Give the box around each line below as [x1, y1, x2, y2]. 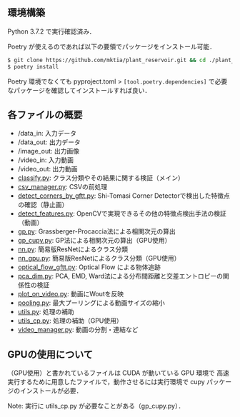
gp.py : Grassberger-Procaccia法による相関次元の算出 [17, 227, 176, 236]
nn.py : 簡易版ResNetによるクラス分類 [17, 245, 129, 253]
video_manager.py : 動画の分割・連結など [17, 326, 139, 334]
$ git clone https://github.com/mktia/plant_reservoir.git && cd [7, 56, 206, 64]
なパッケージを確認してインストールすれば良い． [7, 86, 151, 94]
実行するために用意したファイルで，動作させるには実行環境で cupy [7, 378, 205, 386]
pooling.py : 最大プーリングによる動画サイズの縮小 [17, 298, 166, 307]
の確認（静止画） [17, 201, 69, 209]
